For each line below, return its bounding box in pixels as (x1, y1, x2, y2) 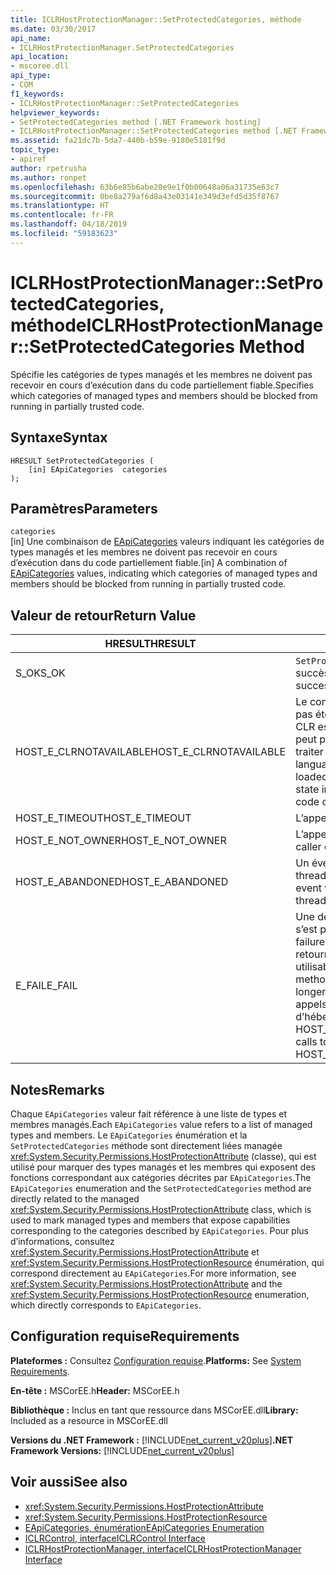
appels (295, 997, 328, 1011)
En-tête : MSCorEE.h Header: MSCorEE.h (10, 1384, 180, 1396)
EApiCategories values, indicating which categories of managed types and (10, 567, 318, 580)
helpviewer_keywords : (10, 107, 101, 118)
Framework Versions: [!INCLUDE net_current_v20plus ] (10, 1444, 235, 1456)
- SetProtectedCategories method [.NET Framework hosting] (10, 117, 262, 127)
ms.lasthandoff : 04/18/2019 (10, 219, 128, 230)
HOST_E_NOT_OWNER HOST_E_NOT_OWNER (15, 834, 227, 848)
